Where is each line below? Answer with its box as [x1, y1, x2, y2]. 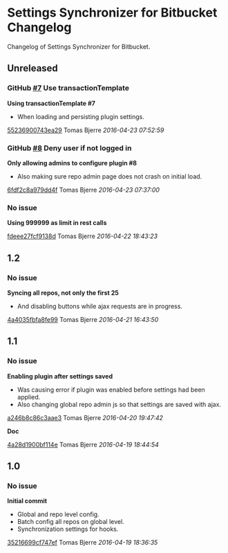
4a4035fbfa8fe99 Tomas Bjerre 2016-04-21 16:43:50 [7, 315, 159, 323]
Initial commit [7, 497, 47, 505]
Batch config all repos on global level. [17, 518, 124, 526]
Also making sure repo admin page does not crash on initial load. [17, 172, 202, 181]
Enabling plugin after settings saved [7, 372, 113, 380]
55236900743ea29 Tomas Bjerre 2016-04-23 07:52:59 [7, 126, 164, 134]
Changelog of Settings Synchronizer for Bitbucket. [7, 42, 151, 51]
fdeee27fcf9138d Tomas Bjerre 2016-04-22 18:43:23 [7, 232, 158, 240]
